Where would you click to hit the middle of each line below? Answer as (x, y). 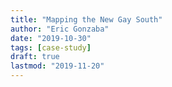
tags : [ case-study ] (51, 47)
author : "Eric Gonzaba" (60, 29)
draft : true (35, 57)
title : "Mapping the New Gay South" (86, 19)
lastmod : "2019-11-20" (57, 66)
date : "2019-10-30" (51, 38)
